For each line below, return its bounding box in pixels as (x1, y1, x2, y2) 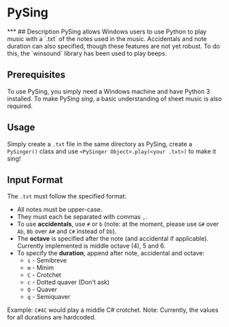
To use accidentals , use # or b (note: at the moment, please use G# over (16, 220, 219, 228)
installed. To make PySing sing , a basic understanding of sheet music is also (7, 94, 222, 103)
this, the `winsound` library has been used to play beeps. (7, 49, 167, 57)
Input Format (7, 174, 64, 185)
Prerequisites (7, 69, 66, 81)
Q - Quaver (27, 285, 57, 293)
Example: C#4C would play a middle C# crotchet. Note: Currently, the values (7, 306, 219, 314)
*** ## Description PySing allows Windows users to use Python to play (7, 27, 207, 36)
